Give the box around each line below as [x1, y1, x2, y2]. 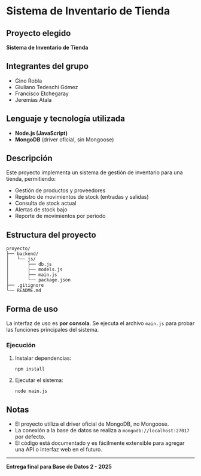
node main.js [14, 388, 48, 395]
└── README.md [6, 287, 42, 294]
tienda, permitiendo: [6, 175, 56, 183]
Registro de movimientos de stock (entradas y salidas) [14, 193, 149, 201]
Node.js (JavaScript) [14, 129, 68, 137]
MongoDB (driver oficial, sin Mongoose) [14, 136, 114, 143]
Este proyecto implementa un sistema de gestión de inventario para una [6, 169, 184, 176]
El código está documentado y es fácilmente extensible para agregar [14, 439, 185, 447]
